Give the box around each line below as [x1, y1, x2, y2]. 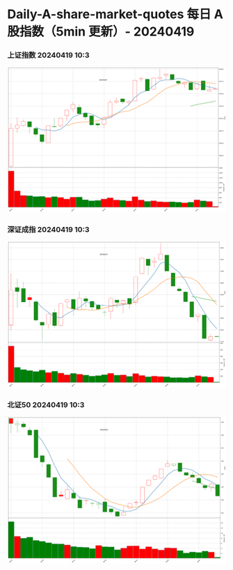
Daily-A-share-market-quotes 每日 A [7, 6, 224, 22]
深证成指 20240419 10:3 [7, 225, 90, 235]
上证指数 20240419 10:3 [7, 50, 90, 60]
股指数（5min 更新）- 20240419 [7, 24, 195, 40]
